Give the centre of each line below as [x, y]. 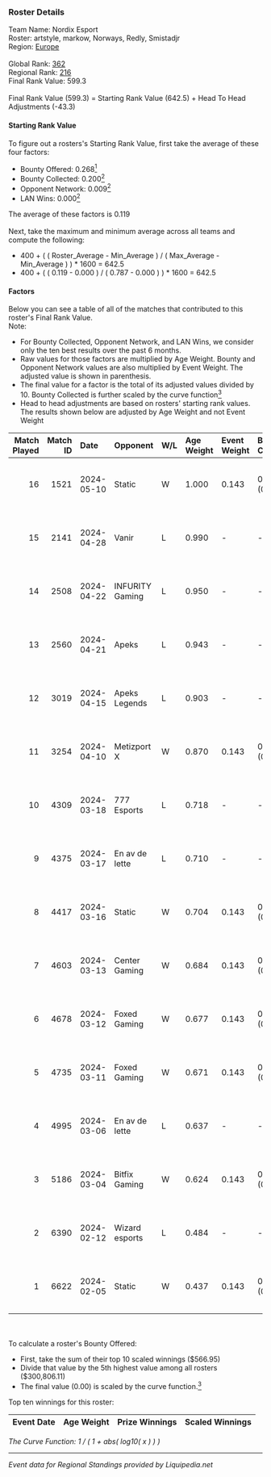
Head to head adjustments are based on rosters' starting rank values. [135, 403]
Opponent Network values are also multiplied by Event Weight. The [131, 368]
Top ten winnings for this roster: [61, 1402]
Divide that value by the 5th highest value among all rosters [119, 1367]
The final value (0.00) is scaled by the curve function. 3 [110, 1385]
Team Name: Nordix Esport [53, 30]
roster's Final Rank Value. [50, 318]
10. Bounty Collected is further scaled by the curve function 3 [121, 394]
